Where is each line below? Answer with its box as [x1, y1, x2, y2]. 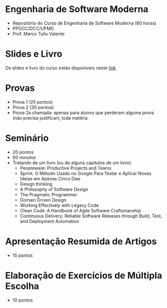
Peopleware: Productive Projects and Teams [20, 165, 112, 171]
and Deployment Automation [20, 218, 79, 224]
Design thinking [20, 181, 53, 187]
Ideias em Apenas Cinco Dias [20, 175, 81, 181]
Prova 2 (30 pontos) [12, 104, 54, 110]
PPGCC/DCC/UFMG [12, 25, 54, 31]
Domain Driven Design [20, 197, 67, 203]
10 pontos [12, 297, 33, 303]
